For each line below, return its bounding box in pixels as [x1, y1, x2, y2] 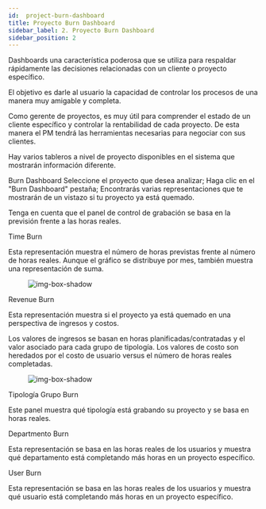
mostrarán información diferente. [8, 160, 117, 170]
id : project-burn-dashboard [8, 11, 105, 20]
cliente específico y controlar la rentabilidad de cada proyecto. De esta [8, 120, 240, 129]
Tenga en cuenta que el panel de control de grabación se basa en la [8, 208, 231, 218]
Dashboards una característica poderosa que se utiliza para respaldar [8, 55, 237, 65]
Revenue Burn [8, 295, 55, 304]
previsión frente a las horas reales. [8, 216, 121, 226]
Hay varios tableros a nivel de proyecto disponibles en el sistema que [8, 152, 236, 162]
